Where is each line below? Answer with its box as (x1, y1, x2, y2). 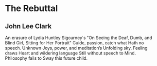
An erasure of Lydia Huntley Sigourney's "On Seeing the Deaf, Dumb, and (5, 35, 152, 40)
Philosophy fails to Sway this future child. (5, 55, 87, 61)
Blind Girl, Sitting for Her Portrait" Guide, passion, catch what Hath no (5, 40, 144, 46)
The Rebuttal (5, 3, 58, 14)
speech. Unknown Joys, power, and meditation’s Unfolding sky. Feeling (5, 45, 148, 51)
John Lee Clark (5, 22, 52, 30)
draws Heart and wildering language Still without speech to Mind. (5, 50, 136, 56)
